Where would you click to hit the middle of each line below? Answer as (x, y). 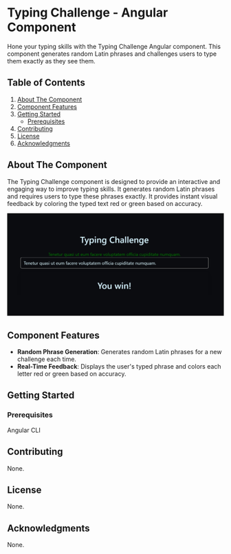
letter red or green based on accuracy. (71, 374)
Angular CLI (24, 430)
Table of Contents (46, 83)
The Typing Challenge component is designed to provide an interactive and (114, 181)
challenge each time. (47, 359)
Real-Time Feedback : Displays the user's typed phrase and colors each (119, 367)
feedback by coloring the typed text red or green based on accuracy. (105, 203)
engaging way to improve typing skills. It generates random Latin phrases (111, 189)
